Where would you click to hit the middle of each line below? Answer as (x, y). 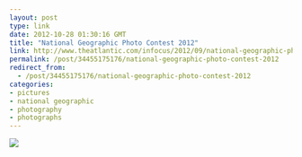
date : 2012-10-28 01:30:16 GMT (68, 34)
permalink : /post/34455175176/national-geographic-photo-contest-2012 (144, 59)
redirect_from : (38, 68)
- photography (36, 109)
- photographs (36, 118)
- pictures (30, 92)
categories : (31, 84)
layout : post (34, 17)
